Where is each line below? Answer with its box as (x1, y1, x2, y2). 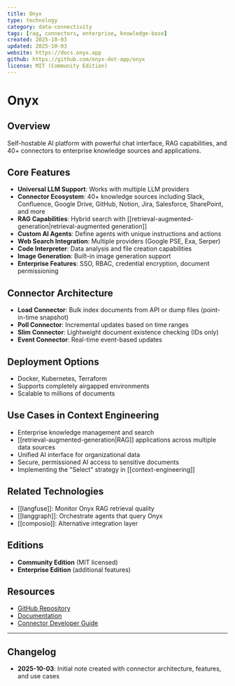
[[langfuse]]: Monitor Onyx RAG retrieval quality (17, 504, 155, 512)
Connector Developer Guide (17, 619, 99, 627)
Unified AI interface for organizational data (17, 450, 141, 458)
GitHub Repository (17, 604, 71, 612)
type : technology (7, 17, 58, 24)
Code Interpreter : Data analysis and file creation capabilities (17, 244, 192, 253)
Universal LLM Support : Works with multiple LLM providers (17, 185, 190, 193)
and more (17, 207, 45, 216)
